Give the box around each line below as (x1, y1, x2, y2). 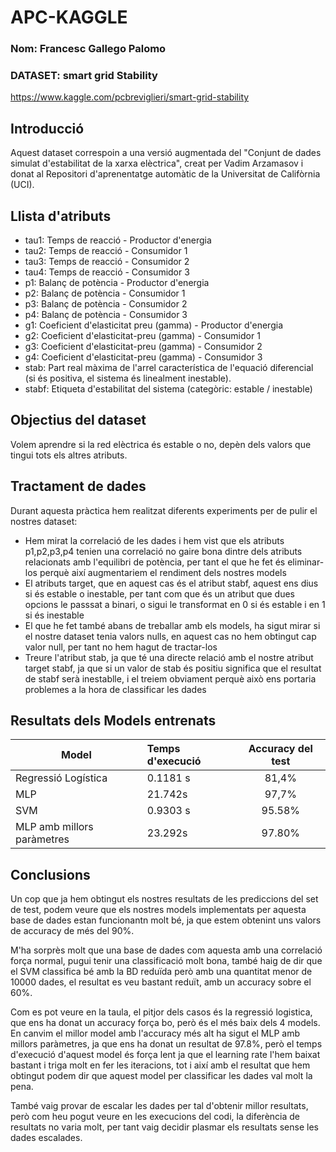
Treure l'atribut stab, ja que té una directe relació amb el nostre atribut (24, 651, 314, 663)
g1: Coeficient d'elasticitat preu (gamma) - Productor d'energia (24, 319, 283, 331)
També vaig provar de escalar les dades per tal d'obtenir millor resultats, (10, 1100, 309, 1112)
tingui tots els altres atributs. (10, 449, 128, 461)
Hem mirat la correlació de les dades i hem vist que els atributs (24, 534, 285, 546)
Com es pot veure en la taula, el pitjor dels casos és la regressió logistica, (10, 1006, 313, 1018)
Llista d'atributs (10, 207, 112, 225)
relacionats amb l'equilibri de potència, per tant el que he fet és (24, 556, 286, 568)
